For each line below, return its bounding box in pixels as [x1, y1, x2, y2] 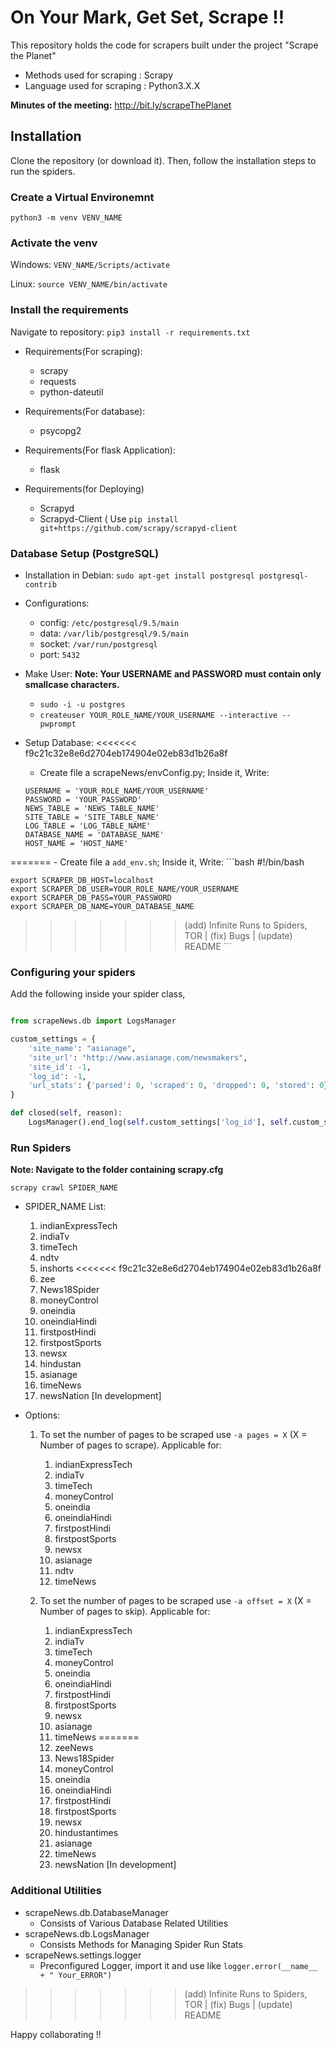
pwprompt [39, 719, 77, 729]
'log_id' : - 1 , [28, 1071, 87, 1081]
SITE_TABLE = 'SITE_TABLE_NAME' [24, 812, 160, 822]
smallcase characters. [24, 678, 120, 690]
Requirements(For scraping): [24, 345, 143, 357]
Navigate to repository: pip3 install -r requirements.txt [10, 326, 251, 338]
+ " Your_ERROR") [39, 1970, 113, 1980]
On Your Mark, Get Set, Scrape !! [10, 6, 285, 29]
